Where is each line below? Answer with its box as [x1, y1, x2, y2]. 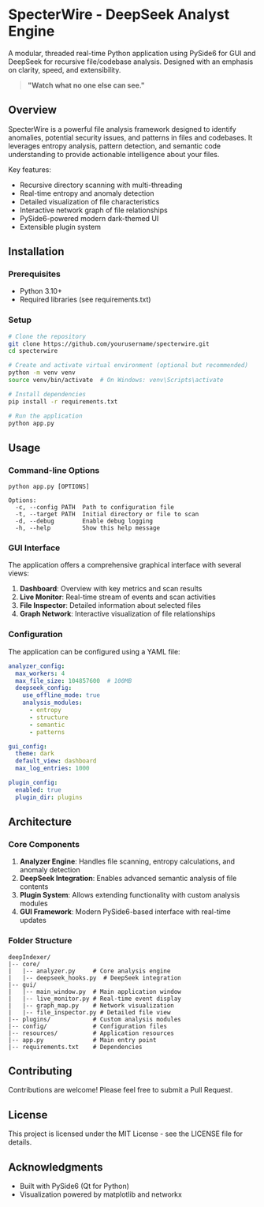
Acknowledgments [8, 1160, 104, 1174]
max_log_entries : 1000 [15, 764, 90, 773]
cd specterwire [8, 347, 58, 355]
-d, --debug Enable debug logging [15, 517, 154, 526]
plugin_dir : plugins [15, 793, 83, 801]
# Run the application [8, 412, 83, 420]
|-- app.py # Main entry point [8, 1036, 157, 1044]
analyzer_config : [8, 662, 65, 670]
